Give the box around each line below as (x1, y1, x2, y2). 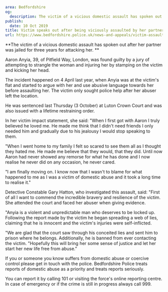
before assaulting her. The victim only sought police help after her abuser (5, 87, 156, 93)
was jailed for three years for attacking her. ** (5, 47, 99, 53)
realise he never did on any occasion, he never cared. (5, 159, 116, 165)
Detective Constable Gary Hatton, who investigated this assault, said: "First (5, 189, 160, 195)
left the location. (5, 93, 39, 99)
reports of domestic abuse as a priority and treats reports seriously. (5, 266, 144, 272)
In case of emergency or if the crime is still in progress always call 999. (5, 281, 152, 287)
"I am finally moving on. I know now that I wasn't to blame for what (5, 169, 142, 175)
